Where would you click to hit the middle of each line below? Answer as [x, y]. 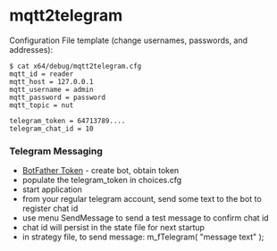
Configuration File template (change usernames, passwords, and [129, 40]
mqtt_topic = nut [42, 105]
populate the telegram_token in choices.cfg [102, 180]
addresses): [31, 49]
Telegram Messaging [56, 151]
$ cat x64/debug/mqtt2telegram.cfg [76, 66]
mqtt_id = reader [42, 74]
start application [52, 189]
